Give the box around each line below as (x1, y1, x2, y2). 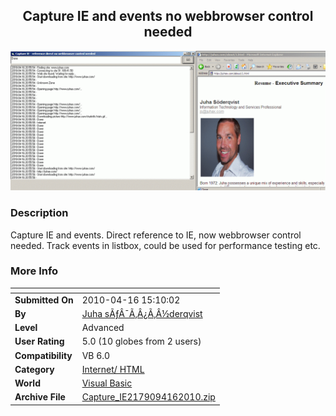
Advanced (81, 322, 125, 334)
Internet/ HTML (81, 363, 145, 375)
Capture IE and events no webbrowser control (22, 8, 314, 25)
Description (10, 206, 69, 220)
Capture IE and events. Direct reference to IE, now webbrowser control (10, 229, 302, 241)
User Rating (14, 335, 65, 348)
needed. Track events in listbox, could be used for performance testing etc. (10, 239, 321, 251)
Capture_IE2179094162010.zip (81, 391, 216, 403)
